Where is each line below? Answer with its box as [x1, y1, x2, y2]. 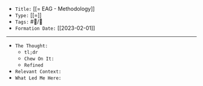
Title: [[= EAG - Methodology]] [14, 5, 95, 12]
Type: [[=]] [14, 12, 42, 19]
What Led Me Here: [14, 75, 62, 81]
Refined [24, 62, 43, 68]
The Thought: [14, 43, 48, 49]
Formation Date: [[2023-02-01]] [14, 24, 95, 31]
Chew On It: [24, 56, 54, 62]
